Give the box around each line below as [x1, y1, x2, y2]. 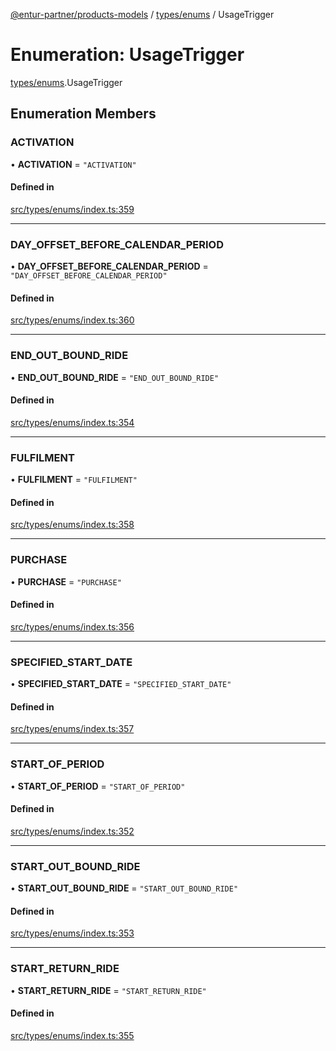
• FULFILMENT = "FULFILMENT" [10, 474, 138, 486]
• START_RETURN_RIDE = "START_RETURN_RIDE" [10, 984, 207, 996]
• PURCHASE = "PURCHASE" [10, 575, 122, 588]
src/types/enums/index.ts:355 [10, 1029, 135, 1041]
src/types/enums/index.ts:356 [10, 620, 135, 633]
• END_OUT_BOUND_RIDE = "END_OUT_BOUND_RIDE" [10, 371, 220, 383]
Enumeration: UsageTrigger [10, 44, 245, 66]
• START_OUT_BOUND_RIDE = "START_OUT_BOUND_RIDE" [10, 882, 239, 894]
